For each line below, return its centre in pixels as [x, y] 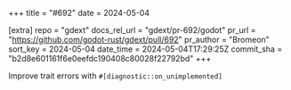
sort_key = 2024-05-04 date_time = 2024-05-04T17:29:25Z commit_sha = [145, 49]
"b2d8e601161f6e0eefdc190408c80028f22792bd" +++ [110, 58]
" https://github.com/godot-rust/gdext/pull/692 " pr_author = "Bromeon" [139, 40]
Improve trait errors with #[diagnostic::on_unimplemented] [116, 76]
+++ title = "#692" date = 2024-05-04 [79, 13]
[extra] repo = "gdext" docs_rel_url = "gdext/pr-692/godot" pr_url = [132, 30]
